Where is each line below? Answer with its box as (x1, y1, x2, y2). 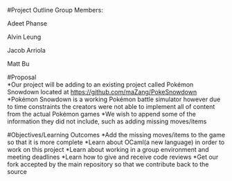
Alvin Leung (7, 33, 42, 41)
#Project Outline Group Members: (7, 6, 104, 14)
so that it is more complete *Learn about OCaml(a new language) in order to (7, 138, 225, 146)
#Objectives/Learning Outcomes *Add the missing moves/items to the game (7, 131, 226, 139)
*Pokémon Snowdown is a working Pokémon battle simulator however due (7, 95, 221, 103)
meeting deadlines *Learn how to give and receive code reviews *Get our (7, 153, 219, 161)
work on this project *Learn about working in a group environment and (7, 146, 209, 153)
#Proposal (7, 73, 37, 81)
